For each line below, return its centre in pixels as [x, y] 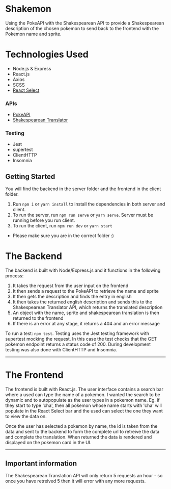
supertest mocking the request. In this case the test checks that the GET [81, 339]
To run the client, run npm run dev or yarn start [63, 226]
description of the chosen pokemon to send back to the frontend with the [82, 28]
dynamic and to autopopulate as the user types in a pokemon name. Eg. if [83, 400]
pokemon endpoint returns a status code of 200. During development [78, 344]
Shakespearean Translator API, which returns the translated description [88, 307]
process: [15, 276]
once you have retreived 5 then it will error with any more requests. [76, 481]
